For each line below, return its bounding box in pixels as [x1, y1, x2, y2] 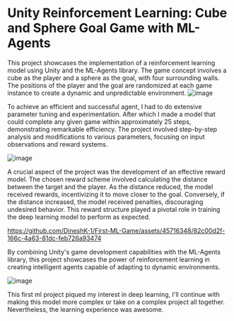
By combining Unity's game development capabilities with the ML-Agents [7, 247, 221, 256]
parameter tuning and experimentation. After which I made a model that [7, 110, 216, 118]
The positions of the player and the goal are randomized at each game [7, 81, 212, 89]
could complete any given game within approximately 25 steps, [7, 117, 192, 125]
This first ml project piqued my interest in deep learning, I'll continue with [7, 290, 221, 298]
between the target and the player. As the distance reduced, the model [7, 182, 213, 191]
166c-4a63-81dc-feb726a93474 [7, 234, 102, 242]
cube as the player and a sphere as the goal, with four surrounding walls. [7, 73, 220, 82]
